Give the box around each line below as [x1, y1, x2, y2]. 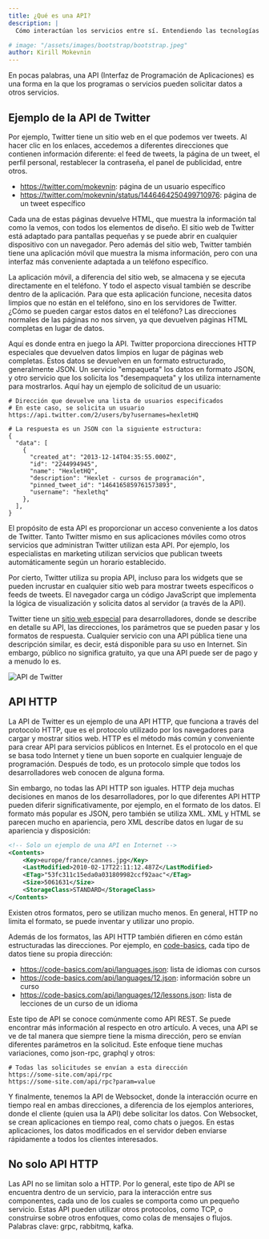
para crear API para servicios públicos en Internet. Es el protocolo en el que [8, 742, 258, 752]
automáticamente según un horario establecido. [8, 557, 167, 567]
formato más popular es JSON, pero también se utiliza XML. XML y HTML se [8, 809, 261, 818]
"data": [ [15, 438, 48, 447]
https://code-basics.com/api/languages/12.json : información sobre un [19, 973, 251, 983]
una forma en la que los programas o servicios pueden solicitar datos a [8, 79, 243, 89]
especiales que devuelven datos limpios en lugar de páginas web [8, 347, 224, 357]
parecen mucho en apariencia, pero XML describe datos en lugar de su [8, 817, 243, 826]
